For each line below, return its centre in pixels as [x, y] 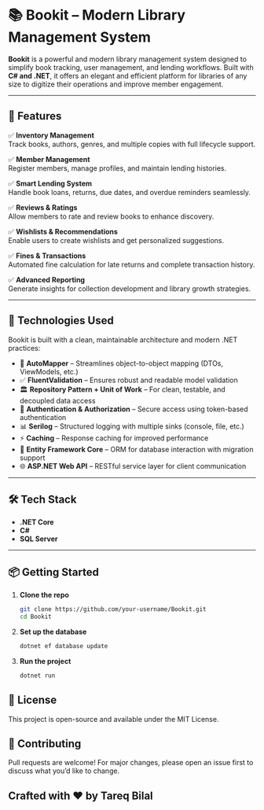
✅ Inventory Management [51, 135]
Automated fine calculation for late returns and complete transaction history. [132, 264]
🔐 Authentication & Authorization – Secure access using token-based [134, 409]
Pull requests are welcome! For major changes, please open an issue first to [131, 763]
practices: [24, 348]
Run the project [45, 661]
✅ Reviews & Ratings [43, 207]
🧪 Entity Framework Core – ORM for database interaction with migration [136, 449]
